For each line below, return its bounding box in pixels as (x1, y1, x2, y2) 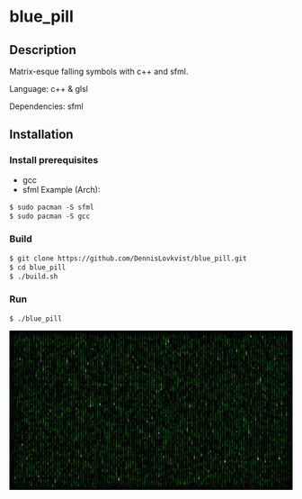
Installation (9, 127, 74, 142)
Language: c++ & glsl (9, 84, 88, 94)
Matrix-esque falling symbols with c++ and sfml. (9, 66, 189, 77)
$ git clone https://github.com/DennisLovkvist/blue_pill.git (9, 254, 247, 263)
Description (9, 42, 76, 58)
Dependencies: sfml (9, 101, 84, 112)
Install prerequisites (9, 154, 99, 167)
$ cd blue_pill (9, 263, 67, 272)
